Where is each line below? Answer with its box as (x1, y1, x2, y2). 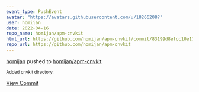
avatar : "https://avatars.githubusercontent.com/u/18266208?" (6, 14, 163, 20)
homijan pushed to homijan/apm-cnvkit (6, 57, 102, 65)
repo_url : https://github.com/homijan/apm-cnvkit (6, 42, 131, 48)
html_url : (6, 36, 31, 42)
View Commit (6, 79, 39, 86)
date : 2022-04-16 (6, 25, 49, 31)
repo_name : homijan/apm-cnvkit (6, 31, 84, 37)
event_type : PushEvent (6, 8, 62, 15)
